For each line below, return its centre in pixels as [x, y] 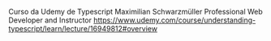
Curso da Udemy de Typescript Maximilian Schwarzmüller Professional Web [136, 12]
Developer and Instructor [50, 20]
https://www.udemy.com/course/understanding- [174, 20]
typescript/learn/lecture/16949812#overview [83, 29]
